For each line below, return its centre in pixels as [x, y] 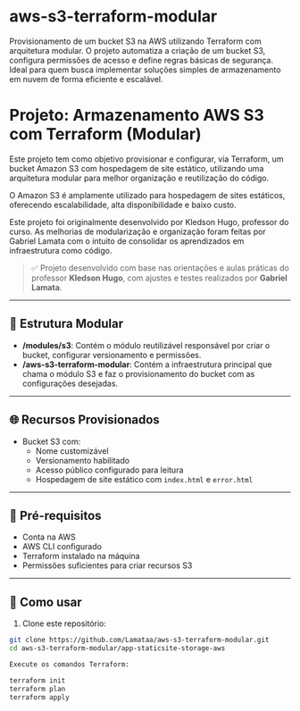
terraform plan [37, 689]
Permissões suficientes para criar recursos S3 [107, 565]
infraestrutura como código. [61, 250]
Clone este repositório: [64, 623]
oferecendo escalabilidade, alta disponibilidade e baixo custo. [123, 205]
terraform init [37, 681]
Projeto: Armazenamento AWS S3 [137, 116]
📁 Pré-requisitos [55, 515]
